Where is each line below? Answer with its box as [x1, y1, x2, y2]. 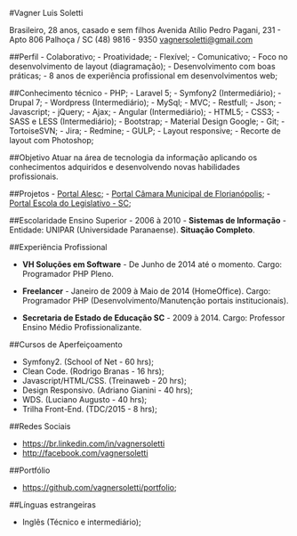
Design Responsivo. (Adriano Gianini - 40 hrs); [21, 385, 193, 395]
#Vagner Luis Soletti [9, 8, 84, 18]
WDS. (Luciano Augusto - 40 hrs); [21, 394, 148, 404]
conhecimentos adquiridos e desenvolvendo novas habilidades [9, 162, 240, 172]
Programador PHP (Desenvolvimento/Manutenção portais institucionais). [21, 296, 289, 305]
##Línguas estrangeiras [9, 499, 96, 510]
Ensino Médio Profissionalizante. [21, 322, 142, 332]
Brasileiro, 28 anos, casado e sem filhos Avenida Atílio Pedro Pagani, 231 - [9, 25, 282, 35]
